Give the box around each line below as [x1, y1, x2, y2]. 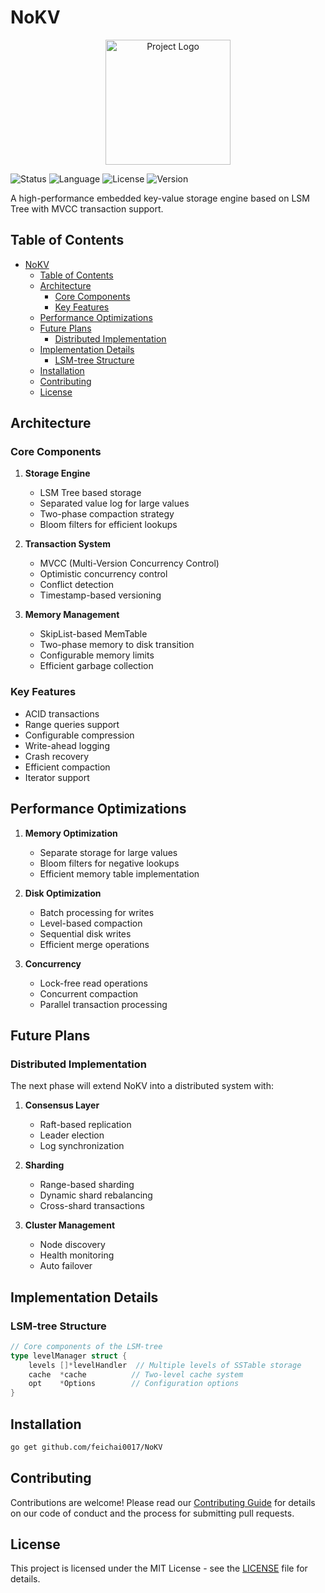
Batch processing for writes [39, 906, 155, 918]
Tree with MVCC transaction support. [10, 202, 164, 215]
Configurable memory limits [39, 649, 155, 661]
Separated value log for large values [39, 497, 190, 510]
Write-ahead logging [24, 739, 110, 751]
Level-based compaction [39, 917, 143, 929]
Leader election [39, 1129, 105, 1141]
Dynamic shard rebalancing [39, 1189, 153, 1201]
